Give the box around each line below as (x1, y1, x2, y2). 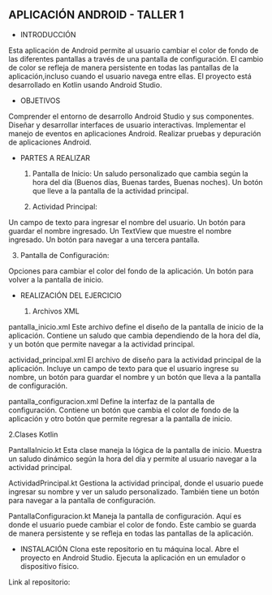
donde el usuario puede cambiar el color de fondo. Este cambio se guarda (8, 520, 257, 529)
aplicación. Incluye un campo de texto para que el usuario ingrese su (8, 363, 240, 373)
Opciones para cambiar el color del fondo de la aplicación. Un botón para (8, 265, 254, 276)
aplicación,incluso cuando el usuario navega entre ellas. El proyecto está (8, 71, 252, 81)
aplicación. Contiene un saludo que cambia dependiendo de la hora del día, (8, 330, 261, 340)
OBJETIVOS (19, 95, 61, 106)
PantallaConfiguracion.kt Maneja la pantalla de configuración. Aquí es (8, 511, 242, 520)
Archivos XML (32, 306, 80, 316)
